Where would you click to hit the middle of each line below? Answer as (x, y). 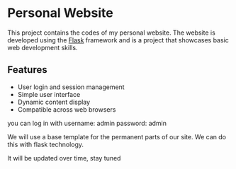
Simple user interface (49, 94)
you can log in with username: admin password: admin (87, 123)
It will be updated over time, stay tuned (64, 158)
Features (27, 70)
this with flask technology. (45, 144)
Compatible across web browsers (67, 109)
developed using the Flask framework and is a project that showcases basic (118, 40)
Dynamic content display (54, 102)
